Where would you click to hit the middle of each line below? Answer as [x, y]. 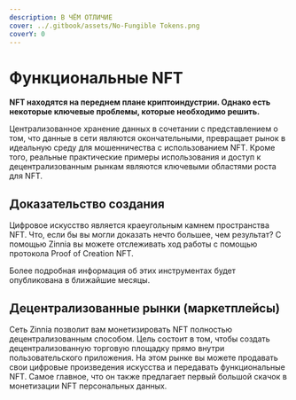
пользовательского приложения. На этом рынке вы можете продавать [144, 357]
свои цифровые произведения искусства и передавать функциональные [147, 367]
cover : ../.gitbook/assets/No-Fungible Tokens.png [105, 26]
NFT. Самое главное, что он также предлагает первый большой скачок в [148, 376]
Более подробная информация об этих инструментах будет [123, 271]
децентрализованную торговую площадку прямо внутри [117, 348]
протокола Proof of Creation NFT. [72, 254]
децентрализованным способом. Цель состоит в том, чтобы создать [140, 339]
